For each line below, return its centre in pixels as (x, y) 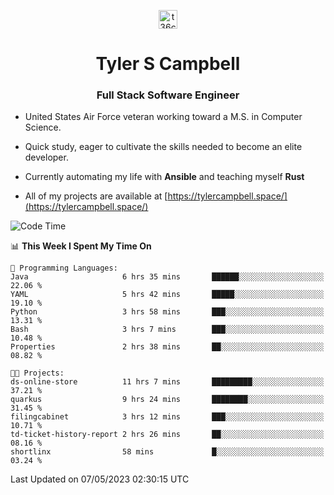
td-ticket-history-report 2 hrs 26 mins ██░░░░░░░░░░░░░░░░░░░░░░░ (167, 435)
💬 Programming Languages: (64, 268)
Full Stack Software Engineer (168, 95)
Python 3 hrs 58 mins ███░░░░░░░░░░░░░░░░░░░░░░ (167, 312)
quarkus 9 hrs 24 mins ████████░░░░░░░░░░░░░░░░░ (167, 400)
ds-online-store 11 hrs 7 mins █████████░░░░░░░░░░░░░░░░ (167, 382)
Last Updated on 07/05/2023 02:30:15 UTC (100, 479)
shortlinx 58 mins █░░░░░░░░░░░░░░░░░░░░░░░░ (167, 452)
